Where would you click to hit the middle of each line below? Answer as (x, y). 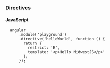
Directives (18, 8)
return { (33, 44)
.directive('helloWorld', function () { (62, 39)
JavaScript (17, 20)
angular (18, 30)
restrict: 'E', (44, 48)
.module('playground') (43, 35)
